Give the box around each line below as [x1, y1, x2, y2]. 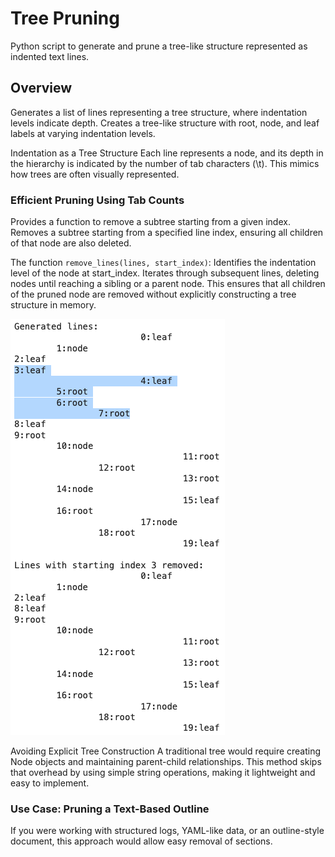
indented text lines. [10, 50, 90, 62]
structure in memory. [10, 299, 97, 311]
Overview [10, 80, 73, 97]
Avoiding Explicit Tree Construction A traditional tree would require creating [10, 745, 322, 757]
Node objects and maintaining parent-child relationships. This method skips [10, 756, 322, 768]
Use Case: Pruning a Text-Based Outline [10, 802, 210, 816]
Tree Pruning [10, 7, 120, 30]
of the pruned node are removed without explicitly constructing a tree [10, 288, 297, 301]
